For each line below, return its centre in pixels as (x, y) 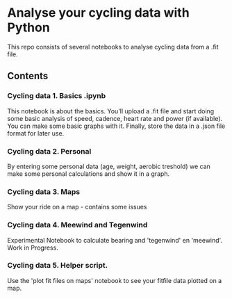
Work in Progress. (33, 248)
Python (28, 27)
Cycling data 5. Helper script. (58, 266)
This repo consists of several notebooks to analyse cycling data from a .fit (113, 47)
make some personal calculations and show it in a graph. (89, 173)
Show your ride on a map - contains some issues (77, 207)
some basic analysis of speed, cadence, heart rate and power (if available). (115, 118)
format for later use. (36, 133)
